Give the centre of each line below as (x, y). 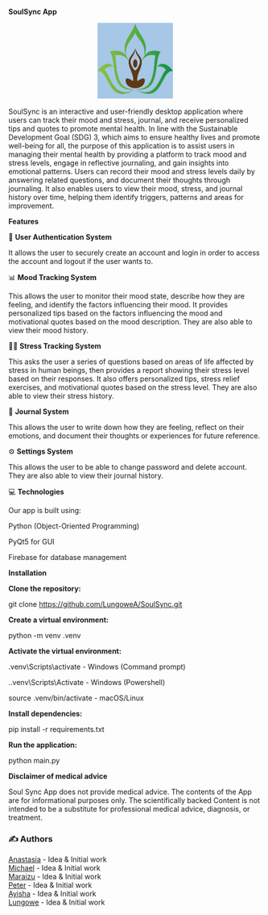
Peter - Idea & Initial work (50, 885)
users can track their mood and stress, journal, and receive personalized (128, 120)
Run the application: (43, 745)
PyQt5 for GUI (31, 541)
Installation (27, 573)
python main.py (34, 760)
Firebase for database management (68, 557)
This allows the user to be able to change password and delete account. (128, 467)
